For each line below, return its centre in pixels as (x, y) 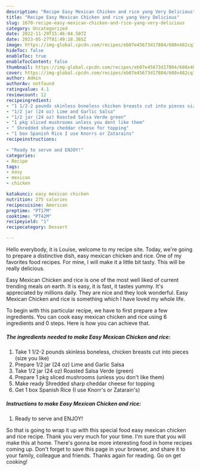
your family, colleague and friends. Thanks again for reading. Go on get (94, 455)
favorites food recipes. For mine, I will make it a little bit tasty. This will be (96, 262)
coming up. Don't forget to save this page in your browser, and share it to (96, 449)
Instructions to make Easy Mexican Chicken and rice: (74, 404)
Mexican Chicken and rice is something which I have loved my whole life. (96, 299)
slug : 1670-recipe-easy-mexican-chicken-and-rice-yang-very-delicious (96, 23)
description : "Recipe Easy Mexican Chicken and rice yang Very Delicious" (101, 12)
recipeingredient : (29, 100)
